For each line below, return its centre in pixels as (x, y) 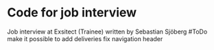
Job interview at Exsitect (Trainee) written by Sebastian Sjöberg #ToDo (107, 32)
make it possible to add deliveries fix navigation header (85, 38)
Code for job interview (72, 13)
